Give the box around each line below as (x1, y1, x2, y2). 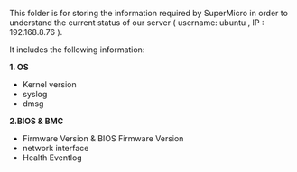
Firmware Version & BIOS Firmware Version (22, 133, 184, 143)
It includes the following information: (9, 44, 145, 55)
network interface (22, 143, 89, 153)
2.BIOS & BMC (9, 116, 64, 126)
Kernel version (22, 79, 77, 89)
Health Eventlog (22, 152, 83, 163)
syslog (22, 89, 48, 99)
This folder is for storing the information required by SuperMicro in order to (9, 8, 289, 18)
